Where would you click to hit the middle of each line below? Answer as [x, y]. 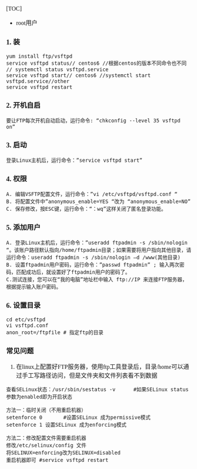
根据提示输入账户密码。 [34, 287]
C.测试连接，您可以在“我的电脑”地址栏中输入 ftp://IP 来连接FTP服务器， [97, 279]
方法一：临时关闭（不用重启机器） [46, 410]
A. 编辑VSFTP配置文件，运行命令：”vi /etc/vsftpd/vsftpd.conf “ [92, 194]
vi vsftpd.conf [27, 325]
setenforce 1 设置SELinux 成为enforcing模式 [66, 425]
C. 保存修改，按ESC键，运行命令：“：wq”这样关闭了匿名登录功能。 [86, 209]
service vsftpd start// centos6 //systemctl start [79, 75]
